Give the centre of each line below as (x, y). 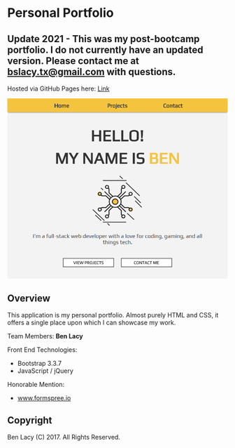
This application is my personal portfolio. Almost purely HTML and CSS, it (113, 315)
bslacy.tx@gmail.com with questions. (92, 72)
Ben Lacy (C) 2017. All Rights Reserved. (64, 437)
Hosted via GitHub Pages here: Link (58, 88)
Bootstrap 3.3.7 (39, 364)
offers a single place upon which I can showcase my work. (92, 323)
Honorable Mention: (36, 385)
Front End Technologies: (42, 350)
